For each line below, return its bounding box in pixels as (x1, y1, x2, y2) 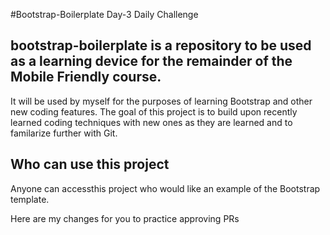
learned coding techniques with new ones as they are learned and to (10, 116, 293, 128)
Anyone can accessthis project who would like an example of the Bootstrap (10, 182, 321, 194)
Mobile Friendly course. (10, 69, 162, 86)
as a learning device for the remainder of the (10, 53, 293, 70)
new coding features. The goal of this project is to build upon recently (10, 105, 298, 118)
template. (10, 193, 50, 205)
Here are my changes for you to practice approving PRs (10, 212, 240, 224)
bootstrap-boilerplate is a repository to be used (10, 37, 312, 54)
